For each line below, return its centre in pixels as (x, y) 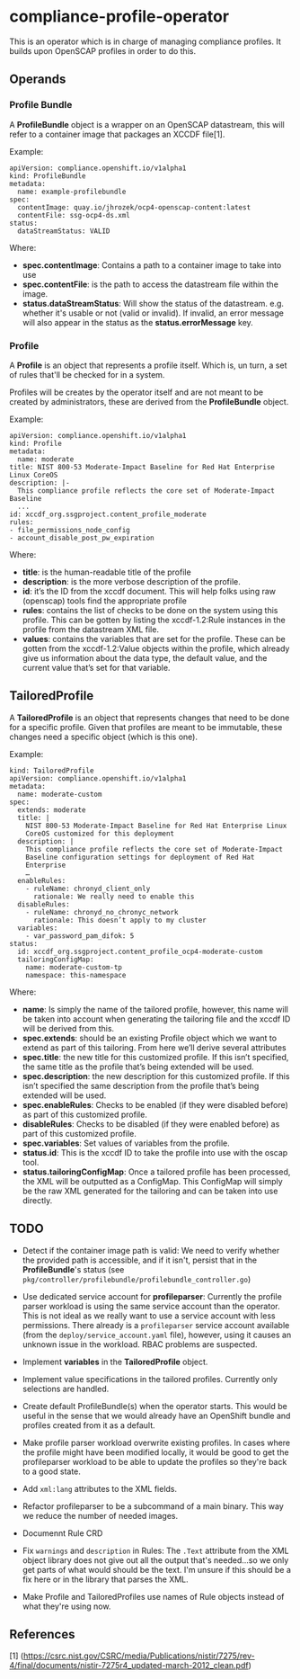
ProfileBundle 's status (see (73, 1269)
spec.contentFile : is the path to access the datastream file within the (150, 284)
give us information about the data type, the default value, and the (145, 657)
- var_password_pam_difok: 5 (80, 936)
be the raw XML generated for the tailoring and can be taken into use (150, 1191)
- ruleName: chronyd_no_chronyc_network (102, 912)
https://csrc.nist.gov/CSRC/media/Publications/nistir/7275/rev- (139, 1656)
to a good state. (51, 1471)
